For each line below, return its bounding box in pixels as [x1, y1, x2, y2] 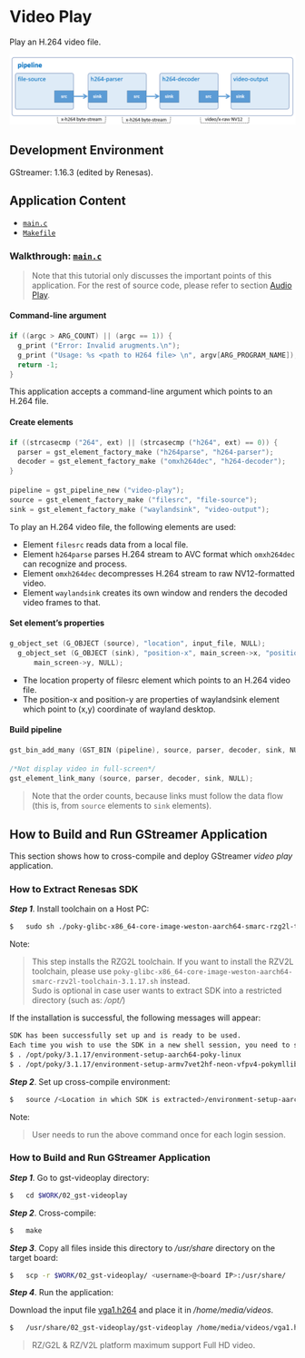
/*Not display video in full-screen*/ [9, 764, 156, 773]
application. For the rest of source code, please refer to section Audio [31, 280, 292, 290]
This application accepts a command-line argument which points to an [9, 386, 273, 397]
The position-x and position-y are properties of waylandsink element [22, 694, 280, 704]
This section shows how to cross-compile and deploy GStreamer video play [9, 851, 293, 861]
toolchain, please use [31, 966, 112, 977]
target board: [9, 1252, 59, 1263]
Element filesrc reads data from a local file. [22, 538, 189, 550]
